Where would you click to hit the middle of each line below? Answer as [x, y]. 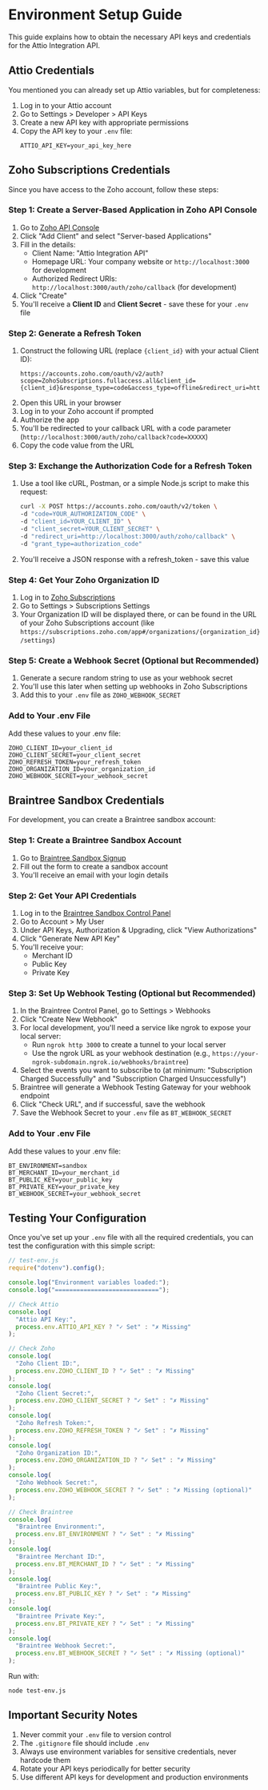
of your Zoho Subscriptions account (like [87, 623]
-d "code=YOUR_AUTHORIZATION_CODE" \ [83, 514]
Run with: [24, 1676]
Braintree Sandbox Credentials [86, 800]
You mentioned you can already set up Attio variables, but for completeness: [134, 90]
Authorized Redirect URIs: [74, 279]
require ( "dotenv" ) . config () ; [57, 1268]
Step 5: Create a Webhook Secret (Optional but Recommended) [134, 660]
